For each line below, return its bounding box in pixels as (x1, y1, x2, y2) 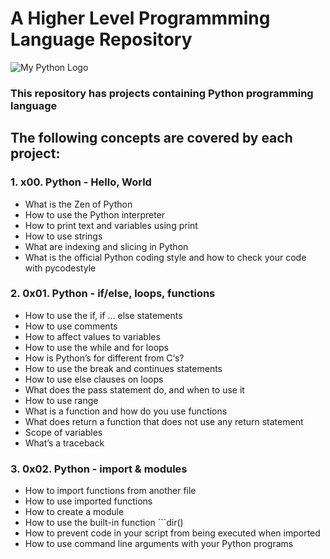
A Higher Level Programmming (10, 7, 271, 30)
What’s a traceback (24, 437, 105, 449)
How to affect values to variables (24, 330, 161, 342)
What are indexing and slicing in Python (24, 240, 189, 252)
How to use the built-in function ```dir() (24, 517, 184, 529)
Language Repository (10, 28, 193, 51)
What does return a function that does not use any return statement (24, 415, 304, 427)
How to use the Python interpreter (24, 208, 166, 221)
